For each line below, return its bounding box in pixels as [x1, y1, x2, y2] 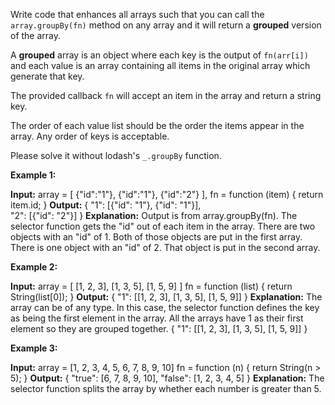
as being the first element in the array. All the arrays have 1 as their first [10, 312, 304, 324]
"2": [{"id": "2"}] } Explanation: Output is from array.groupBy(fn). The [10, 210, 298, 221]
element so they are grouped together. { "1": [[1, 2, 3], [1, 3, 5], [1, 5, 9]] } [10, 323, 308, 334]
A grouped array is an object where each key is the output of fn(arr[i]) [10, 49, 309, 61]
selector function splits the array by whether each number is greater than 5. [10, 383, 322, 394]
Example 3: [10, 342, 58, 354]
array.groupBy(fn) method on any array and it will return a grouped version [10, 19, 322, 31]
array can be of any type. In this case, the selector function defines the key [10, 302, 320, 313]
